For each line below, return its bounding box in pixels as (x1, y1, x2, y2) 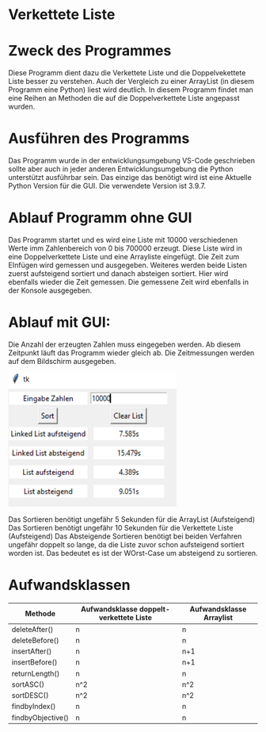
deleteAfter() (11, 624, 54, 634)
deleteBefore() (11, 635, 59, 645)
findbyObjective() (11, 712, 70, 722)
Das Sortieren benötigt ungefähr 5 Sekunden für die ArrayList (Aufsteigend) (8, 514, 256, 524)
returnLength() (11, 669, 60, 678)
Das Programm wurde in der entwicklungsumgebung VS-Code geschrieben (8, 156, 256, 166)
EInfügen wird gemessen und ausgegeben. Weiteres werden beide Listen (8, 260, 248, 270)
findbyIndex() (11, 702, 56, 711)
